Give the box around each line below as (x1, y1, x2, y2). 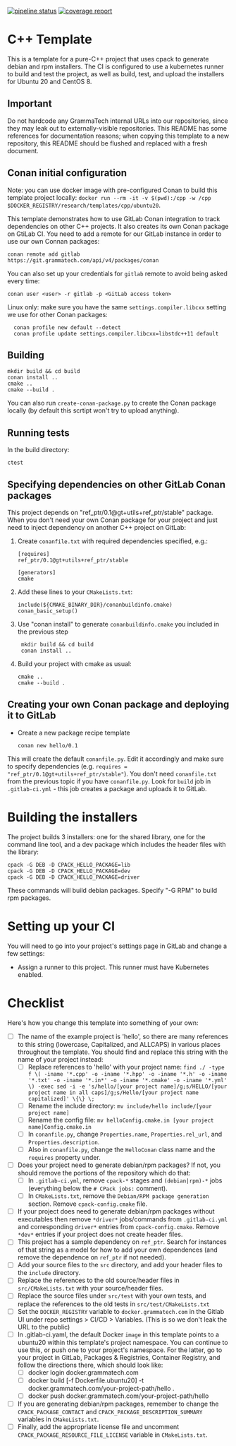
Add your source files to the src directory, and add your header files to (17, 1261, 223, 1269)
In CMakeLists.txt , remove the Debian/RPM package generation (27, 1192, 209, 1200)
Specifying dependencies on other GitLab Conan (7, 478, 226, 490)
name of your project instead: (17, 1055, 104, 1063)
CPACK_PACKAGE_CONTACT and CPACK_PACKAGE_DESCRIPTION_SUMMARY (17, 1407, 203, 1416)
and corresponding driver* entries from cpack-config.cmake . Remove (17, 1223, 220, 1231)
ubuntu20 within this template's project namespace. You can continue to (17, 1338, 228, 1346)
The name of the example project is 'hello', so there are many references (17, 1032, 229, 1041)
